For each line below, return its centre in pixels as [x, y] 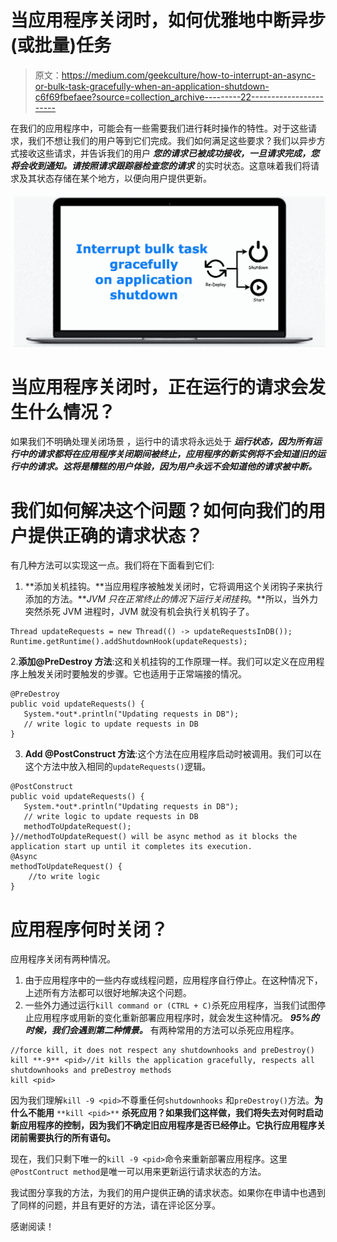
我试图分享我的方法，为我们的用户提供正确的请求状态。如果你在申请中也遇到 [168, 1193]
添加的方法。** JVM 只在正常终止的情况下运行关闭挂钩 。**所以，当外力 [171, 599]
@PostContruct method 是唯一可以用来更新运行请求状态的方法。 [138, 1172]
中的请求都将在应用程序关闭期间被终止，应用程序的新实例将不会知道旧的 [167, 454]
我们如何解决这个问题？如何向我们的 [159, 510]
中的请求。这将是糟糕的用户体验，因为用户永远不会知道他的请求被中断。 [167, 467]
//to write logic [64, 877]
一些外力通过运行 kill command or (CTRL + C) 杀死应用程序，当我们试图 [170, 1005]
